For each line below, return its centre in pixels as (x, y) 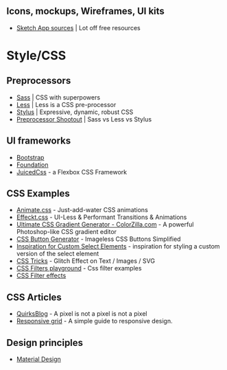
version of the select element (58, 254)
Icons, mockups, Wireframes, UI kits (86, 11)
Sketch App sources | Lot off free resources (79, 27)
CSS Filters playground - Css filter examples (79, 268)
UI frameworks (39, 141)
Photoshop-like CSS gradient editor (67, 232)
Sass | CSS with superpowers (58, 97)
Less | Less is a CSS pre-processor (66, 104)
